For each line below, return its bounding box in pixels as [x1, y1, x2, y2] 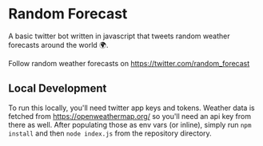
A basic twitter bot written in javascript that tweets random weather [8, 31, 230, 41]
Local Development [8, 81, 107, 96]
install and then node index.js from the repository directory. [8, 128, 212, 138]
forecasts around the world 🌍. [8, 40, 109, 49]
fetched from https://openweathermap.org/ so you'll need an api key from [8, 111, 252, 120]
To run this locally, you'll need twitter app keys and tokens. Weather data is [8, 103, 255, 112]
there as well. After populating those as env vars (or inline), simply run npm [8, 120, 252, 129]
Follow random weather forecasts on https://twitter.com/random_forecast [8, 58, 250, 68]
